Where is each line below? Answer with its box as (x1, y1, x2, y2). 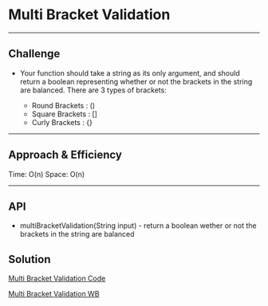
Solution (8, 253, 51, 266)
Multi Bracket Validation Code (8, 273, 106, 284)
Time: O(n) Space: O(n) (8, 169, 85, 178)
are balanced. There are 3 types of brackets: (19, 85, 167, 95)
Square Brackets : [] (31, 109, 98, 119)
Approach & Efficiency (8, 148, 122, 162)
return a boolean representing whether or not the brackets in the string (19, 76, 253, 86)
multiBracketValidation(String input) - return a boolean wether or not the (19, 221, 257, 230)
